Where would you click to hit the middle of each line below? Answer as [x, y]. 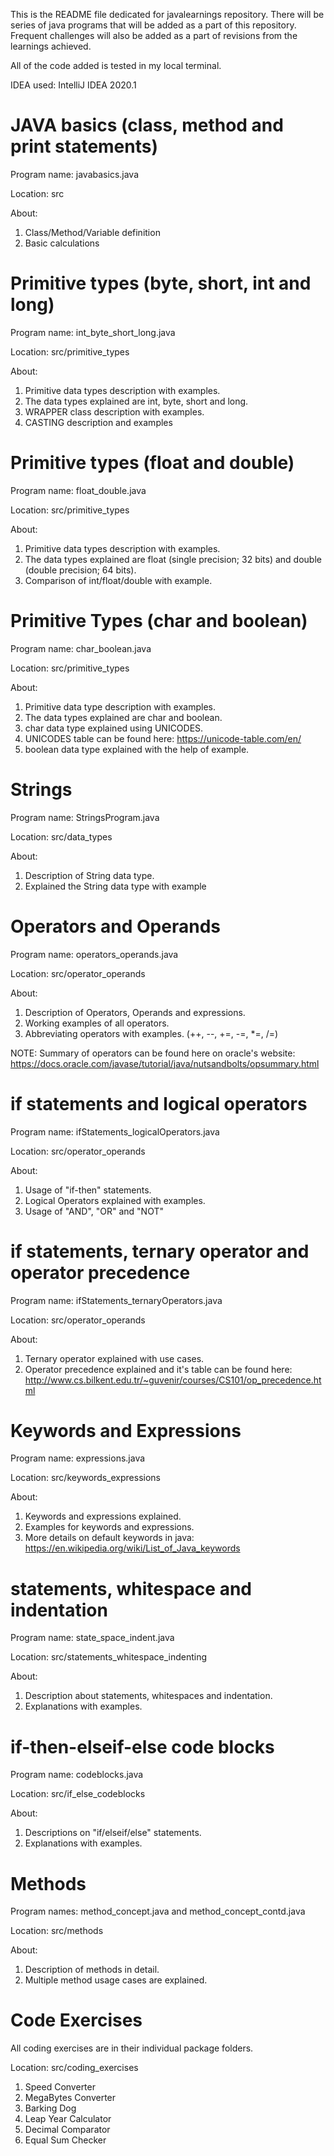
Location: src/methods [57, 1931]
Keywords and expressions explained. [103, 1516]
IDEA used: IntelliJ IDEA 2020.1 [73, 85]
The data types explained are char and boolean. [123, 717]
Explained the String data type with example [115, 886]
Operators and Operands [115, 926]
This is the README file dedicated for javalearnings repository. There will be [167, 14]
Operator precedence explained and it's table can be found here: [158, 1369]
